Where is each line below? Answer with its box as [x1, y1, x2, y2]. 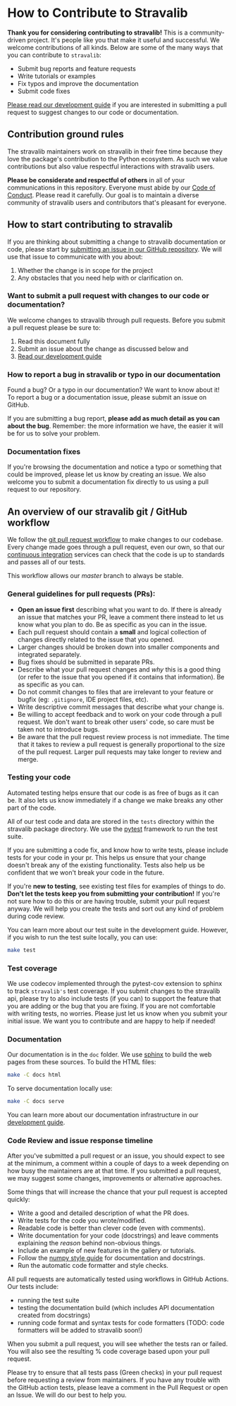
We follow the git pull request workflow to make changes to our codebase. [7, 536, 223, 544]
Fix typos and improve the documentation [17, 79, 139, 87]
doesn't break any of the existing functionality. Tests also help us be [7, 861, 206, 869]
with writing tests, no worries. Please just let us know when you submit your [7, 1009, 228, 1018]
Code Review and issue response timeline [7, 1136, 154, 1145]
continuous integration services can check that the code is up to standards [7, 550, 225, 559]
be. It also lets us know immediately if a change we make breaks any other [7, 796, 223, 804]
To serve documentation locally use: [7, 1084, 113, 1093]
